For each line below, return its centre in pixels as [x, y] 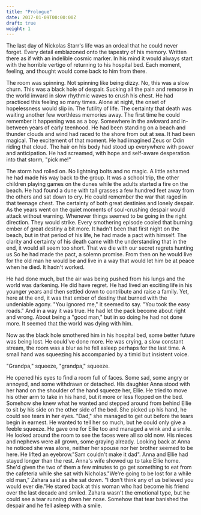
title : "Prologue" [29, 12]
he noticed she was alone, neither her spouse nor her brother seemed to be [100, 448]
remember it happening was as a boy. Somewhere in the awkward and [93, 122]
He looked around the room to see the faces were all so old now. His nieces [100, 435]
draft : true [21, 23]
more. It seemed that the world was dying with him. [70, 324]
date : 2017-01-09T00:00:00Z [41, 17]
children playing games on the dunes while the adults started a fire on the [97, 184]
